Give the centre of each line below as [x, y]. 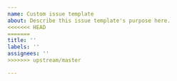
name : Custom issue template [51, 14]
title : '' [22, 40]
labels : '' [24, 47]
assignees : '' [29, 54]
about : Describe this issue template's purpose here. [89, 21]
